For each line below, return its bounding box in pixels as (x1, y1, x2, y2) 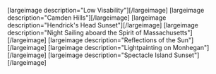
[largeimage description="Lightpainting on (48, 44, 172, 51)
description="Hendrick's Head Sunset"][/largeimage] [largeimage (7, 21, 199, 29)
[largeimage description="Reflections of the (48, 36, 176, 44)
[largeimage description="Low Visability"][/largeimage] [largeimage (7, 6, 205, 14)
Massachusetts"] (143, 28, 193, 37)
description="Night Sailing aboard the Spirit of (7, 28, 143, 37)
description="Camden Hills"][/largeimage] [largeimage (7, 13, 167, 22)
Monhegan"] (172, 44, 210, 51)
